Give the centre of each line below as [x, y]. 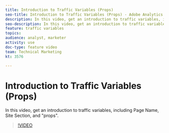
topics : [13, 33]
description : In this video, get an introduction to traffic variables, [83, 19]
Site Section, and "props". [32, 115]
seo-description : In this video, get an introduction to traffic [75, 24]
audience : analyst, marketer [36, 38]
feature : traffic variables [35, 29]
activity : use [20, 43]
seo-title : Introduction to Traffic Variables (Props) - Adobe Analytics [84, 15]
